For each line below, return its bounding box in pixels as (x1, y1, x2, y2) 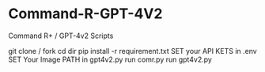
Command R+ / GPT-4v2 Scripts (8, 31, 114, 40)
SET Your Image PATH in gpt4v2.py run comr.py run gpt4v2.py (8, 55, 212, 64)
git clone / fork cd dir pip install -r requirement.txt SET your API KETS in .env (8, 46, 257, 55)
